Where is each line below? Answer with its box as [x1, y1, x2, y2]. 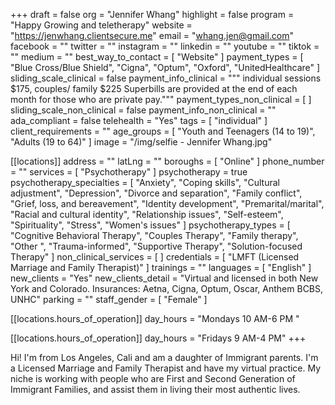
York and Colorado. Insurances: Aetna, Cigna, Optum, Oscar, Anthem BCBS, [10, 283, 324, 294]
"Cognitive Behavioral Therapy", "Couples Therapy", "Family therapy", [10, 230, 299, 241]
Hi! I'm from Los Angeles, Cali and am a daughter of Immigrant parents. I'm [10, 352, 319, 363]
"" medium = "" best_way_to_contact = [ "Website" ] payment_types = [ [10, 51, 304, 63]
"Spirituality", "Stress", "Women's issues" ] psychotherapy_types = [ [10, 219, 291, 231]
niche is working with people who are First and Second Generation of [10, 373, 296, 384]
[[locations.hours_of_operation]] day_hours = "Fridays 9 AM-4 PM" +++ [10, 332, 307, 344]
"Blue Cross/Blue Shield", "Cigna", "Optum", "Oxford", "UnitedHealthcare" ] [10, 62, 321, 73]
